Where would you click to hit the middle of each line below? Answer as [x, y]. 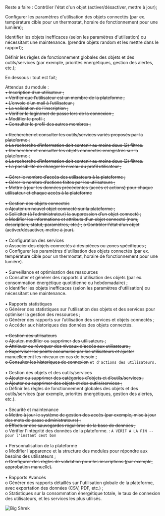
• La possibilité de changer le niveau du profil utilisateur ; [63, 166]
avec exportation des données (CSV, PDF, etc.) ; [54, 488]
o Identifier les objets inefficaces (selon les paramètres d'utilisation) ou [78, 288]
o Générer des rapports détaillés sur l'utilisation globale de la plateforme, [80, 483]
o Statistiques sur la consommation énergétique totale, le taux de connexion [83, 493]
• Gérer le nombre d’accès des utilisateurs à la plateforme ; [65, 177]
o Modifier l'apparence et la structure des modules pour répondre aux [76, 451]
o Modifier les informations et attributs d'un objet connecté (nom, [72, 219]
